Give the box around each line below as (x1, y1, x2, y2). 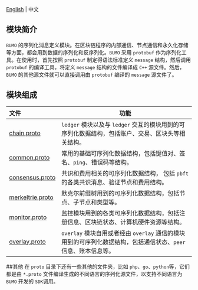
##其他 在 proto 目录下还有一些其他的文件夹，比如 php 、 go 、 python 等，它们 (6, 263, 190, 270)
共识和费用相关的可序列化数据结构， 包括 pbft (61, 169, 189, 177)
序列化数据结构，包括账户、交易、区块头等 (61, 129, 180, 138)
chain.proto (9, 129, 41, 137)
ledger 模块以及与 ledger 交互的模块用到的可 (61, 120, 186, 129)
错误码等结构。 (91, 158, 133, 166)
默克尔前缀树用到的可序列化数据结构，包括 (61, 189, 180, 197)
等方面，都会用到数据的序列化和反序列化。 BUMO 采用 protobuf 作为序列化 (6, 48, 181, 56)
